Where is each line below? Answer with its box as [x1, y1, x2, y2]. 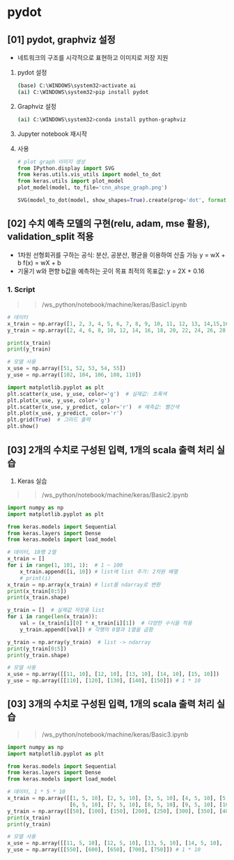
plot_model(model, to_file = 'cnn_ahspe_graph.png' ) [17, 184, 168, 192]
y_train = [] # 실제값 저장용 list [7, 607, 105, 614]
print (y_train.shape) [7, 652, 70, 659]
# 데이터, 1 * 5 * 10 [7, 788, 66, 795]
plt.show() [7, 423, 39, 430]
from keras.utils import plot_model [17, 178, 124, 185]
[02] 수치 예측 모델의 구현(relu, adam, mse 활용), [7, 217, 210, 230]
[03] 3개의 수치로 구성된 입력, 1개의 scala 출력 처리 [7, 698, 214, 710]
